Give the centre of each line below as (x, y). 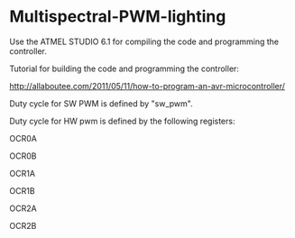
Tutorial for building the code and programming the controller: (124, 69)
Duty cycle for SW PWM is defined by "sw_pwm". (101, 103)
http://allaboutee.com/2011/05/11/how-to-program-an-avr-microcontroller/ (147, 86)
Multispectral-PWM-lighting (118, 17)
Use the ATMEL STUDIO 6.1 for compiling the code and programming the (144, 41)
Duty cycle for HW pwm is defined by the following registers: (122, 121)
